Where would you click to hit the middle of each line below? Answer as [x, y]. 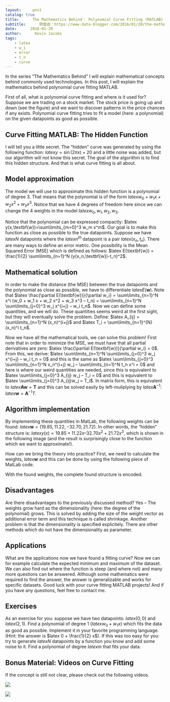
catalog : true [20, 15]
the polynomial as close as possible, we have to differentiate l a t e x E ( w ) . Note [85, 290]
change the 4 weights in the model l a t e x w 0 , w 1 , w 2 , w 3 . [62, 211]
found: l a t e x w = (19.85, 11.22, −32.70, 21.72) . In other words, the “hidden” [81, 427]
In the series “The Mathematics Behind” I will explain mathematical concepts [85, 76]
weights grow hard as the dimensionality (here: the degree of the [73, 508]
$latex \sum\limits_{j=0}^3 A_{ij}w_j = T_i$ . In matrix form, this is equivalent [84, 381]
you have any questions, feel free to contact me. [56, 590]
